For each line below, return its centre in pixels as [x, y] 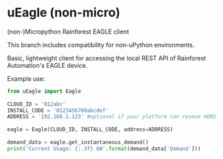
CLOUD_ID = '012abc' [37, 104]
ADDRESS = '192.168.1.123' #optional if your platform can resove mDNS [111, 117]
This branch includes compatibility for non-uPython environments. [101, 45]
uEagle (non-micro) [64, 13]
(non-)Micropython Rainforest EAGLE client [68, 32]
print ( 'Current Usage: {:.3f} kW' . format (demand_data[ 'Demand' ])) [104, 149]
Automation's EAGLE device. [47, 65]
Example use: [26, 78]
